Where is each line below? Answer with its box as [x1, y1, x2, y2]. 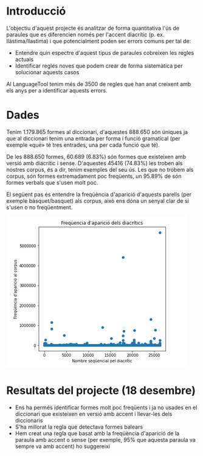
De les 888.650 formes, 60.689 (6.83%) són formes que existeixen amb [6, 153, 187, 160]
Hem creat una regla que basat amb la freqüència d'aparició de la [15, 429, 180, 437]
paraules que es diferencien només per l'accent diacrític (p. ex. [6, 30, 165, 38]
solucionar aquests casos [15, 68, 80, 75]
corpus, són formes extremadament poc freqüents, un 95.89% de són [6, 172, 182, 180]
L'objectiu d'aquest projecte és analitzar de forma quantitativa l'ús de [6, 24, 179, 32]
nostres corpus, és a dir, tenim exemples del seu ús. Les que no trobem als [6, 166, 194, 173]
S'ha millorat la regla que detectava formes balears [15, 423, 143, 430]
